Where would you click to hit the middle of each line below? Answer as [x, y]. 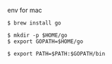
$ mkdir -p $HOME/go [38, 35]
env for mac [25, 10]
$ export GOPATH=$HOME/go [45, 41]
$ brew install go [34, 23]
